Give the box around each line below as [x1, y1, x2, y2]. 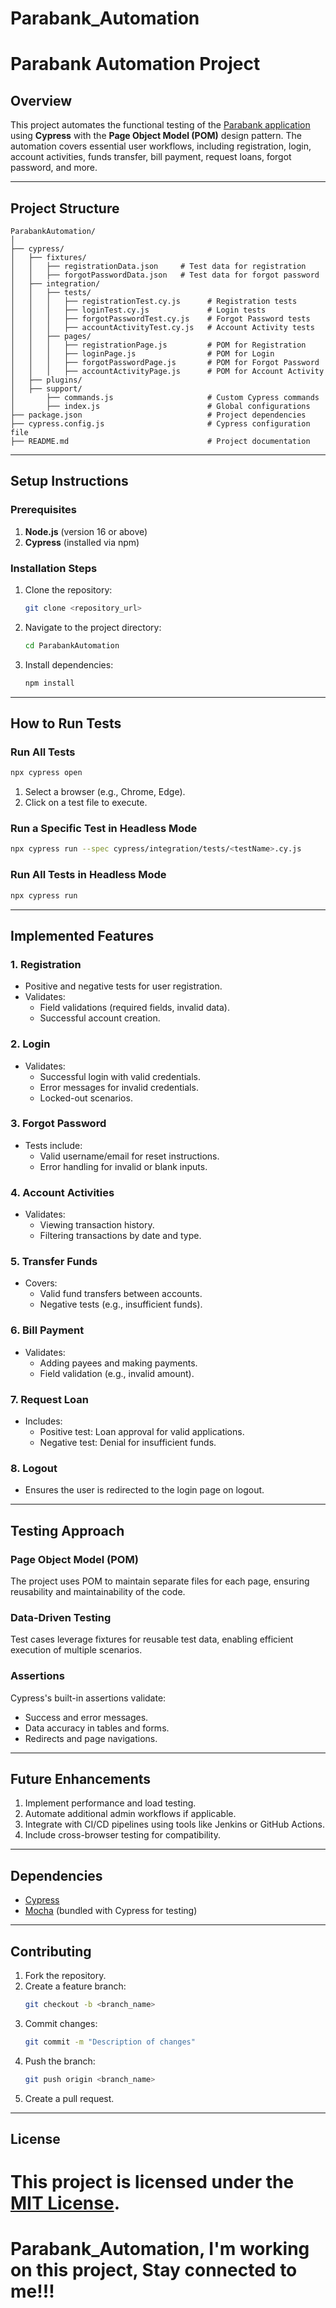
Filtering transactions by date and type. [39, 1230, 202, 1242]
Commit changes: [24, 2017, 98, 2029]
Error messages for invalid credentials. [39, 1081, 199, 1093]
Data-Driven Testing [10, 1610, 112, 1624]
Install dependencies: [24, 658, 114, 671]
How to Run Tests [10, 715, 122, 732]
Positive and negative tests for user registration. [24, 980, 223, 992]
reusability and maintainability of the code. [10, 1585, 186, 1597]
